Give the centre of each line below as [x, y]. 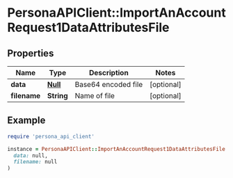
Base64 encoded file [109, 84]
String [58, 96]
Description [109, 73]
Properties [31, 53]
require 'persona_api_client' [51, 136]
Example [26, 121]
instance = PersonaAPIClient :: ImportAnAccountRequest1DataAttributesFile [116, 149]
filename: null [35, 162]
